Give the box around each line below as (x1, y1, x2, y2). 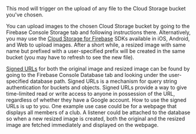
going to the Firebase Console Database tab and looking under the (6, 72, 168, 78)
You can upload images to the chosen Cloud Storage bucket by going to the (6, 23, 190, 29)
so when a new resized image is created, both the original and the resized (6, 115, 185, 122)
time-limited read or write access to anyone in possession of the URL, (6, 91, 175, 97)
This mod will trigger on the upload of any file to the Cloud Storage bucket (6, 5, 186, 12)
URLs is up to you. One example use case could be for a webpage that (6, 103, 177, 109)
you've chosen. (6, 11, 44, 18)
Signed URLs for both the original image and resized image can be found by (6, 65, 190, 72)
